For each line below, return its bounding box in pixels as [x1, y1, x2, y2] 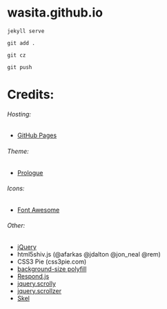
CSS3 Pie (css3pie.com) [17, 257, 87, 266]
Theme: [7, 147, 29, 155]
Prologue [17, 168, 43, 177]
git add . [7, 39, 36, 46]
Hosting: [7, 110, 32, 118]
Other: [7, 221, 26, 230]
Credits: [7, 87, 55, 103]
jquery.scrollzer [17, 286, 62, 295]
